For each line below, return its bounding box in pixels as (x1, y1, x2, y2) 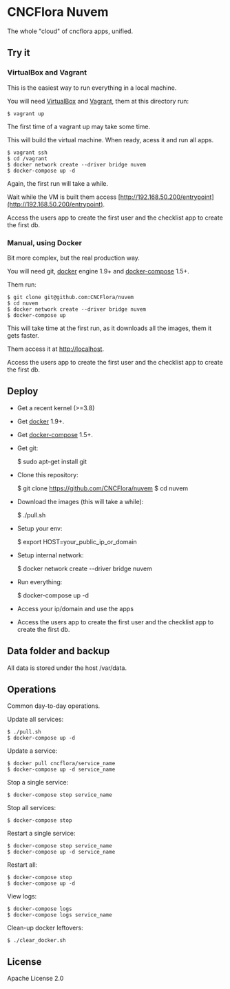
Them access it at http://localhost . (7, 345, 105, 353)
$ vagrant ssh (7, 149, 48, 156)
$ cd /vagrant (7, 155, 48, 162)
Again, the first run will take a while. (7, 179, 109, 187)
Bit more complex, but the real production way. (7, 253, 140, 262)
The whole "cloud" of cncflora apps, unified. (7, 27, 133, 35)
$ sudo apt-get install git (17, 457, 87, 465)
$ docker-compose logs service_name (7, 912, 112, 919)
